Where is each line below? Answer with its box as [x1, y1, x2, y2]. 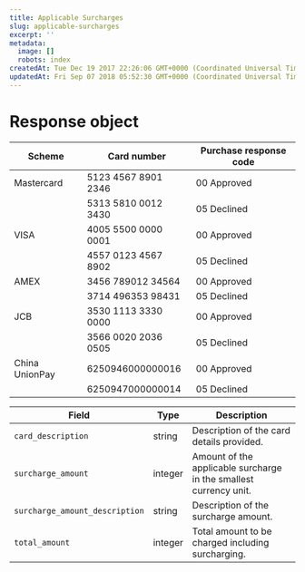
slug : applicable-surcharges [9, 22, 120, 31]
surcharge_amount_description [14, 505, 145, 516]
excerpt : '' [9, 30, 54, 39]
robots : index [17, 55, 71, 64]
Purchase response [200, 144, 287, 157]
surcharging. [192, 548, 247, 560]
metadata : [9, 38, 47, 48]
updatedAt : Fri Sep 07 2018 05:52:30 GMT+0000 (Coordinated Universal [9, 73, 282, 82]
